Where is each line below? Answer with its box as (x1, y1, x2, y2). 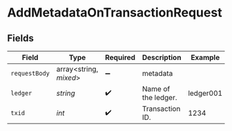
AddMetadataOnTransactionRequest (7, 5, 222, 21)
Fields (7, 32, 35, 44)
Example (191, 53, 220, 62)
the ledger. (142, 93, 177, 102)
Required (104, 53, 136, 62)
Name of (142, 84, 171, 94)
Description (142, 53, 182, 62)
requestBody (10, 70, 50, 77)
